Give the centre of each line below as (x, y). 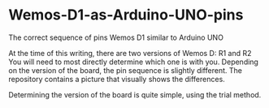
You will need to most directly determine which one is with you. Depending (133, 62)
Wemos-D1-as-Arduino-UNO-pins (126, 15)
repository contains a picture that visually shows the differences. (117, 79)
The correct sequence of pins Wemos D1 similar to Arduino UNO (116, 37)
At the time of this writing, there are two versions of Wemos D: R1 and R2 (130, 53)
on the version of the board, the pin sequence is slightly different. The (125, 70)
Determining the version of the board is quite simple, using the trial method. (135, 94)
